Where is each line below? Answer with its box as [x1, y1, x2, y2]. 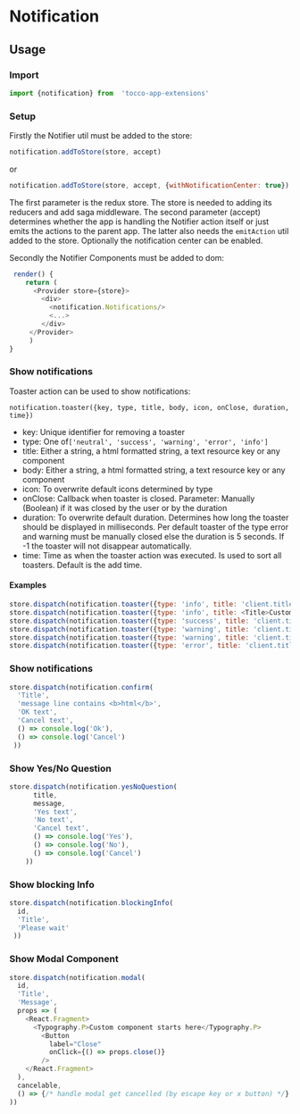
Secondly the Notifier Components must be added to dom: [9, 252, 225, 263]
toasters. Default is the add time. [21, 559, 143, 570]
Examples [9, 580, 47, 591]
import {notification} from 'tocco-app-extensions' [9, 88, 210, 97]
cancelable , [17, 1081, 62, 1090]
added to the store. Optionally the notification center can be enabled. [9, 235, 263, 246]
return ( [25, 278, 58, 287]
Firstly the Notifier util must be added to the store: [9, 130, 193, 141]
